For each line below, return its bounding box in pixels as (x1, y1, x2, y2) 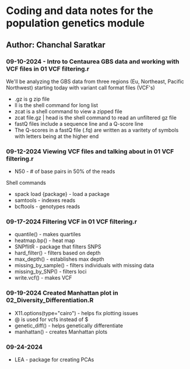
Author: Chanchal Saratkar (6, 40, 106, 50)
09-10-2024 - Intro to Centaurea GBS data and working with (6, 57, 180, 65)
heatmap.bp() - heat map (14, 237, 75, 244)
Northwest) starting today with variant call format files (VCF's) (6, 84, 156, 91)
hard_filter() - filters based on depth (14, 250, 101, 257)
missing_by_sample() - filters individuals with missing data (14, 262, 154, 269)
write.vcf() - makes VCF (14, 274, 72, 281)
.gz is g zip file (14, 95, 50, 102)
